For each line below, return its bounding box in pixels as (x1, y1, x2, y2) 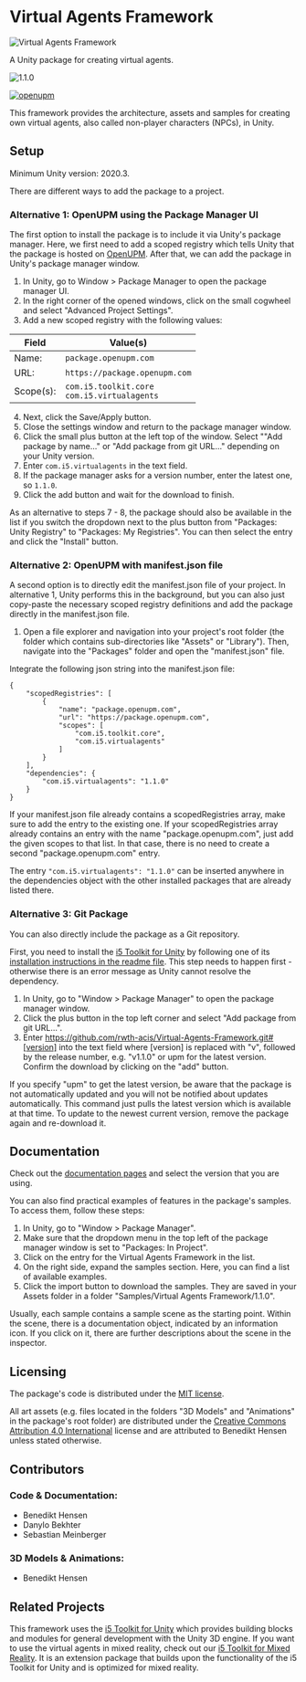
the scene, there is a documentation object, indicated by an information (9, 1318, 279, 1330)
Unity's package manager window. (9, 258, 140, 269)
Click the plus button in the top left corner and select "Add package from (22, 1012, 297, 1024)
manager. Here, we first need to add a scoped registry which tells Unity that (9, 239, 295, 250)
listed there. (9, 885, 55, 896)
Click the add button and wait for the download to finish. (22, 489, 235, 500)
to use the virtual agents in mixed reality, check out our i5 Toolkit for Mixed (9, 1643, 290, 1654)
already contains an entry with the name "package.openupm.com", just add (9, 828, 294, 839)
